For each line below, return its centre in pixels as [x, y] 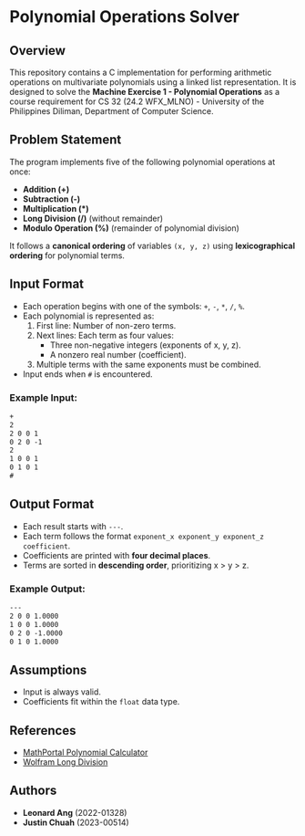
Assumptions [48, 669]
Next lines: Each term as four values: [105, 335]
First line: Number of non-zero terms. [106, 325]
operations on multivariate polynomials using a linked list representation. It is [153, 82]
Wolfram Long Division [65, 762]
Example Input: [43, 397]
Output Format [52, 504]
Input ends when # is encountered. [87, 374]
